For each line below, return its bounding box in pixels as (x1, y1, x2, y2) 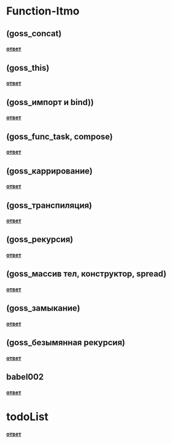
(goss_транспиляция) (6, 200, 92, 210)
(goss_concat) (6, 28, 62, 39)
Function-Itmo (6, 4, 80, 18)
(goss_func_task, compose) (6, 131, 113, 141)
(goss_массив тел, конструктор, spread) (6, 269, 167, 279)
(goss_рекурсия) (6, 234, 74, 245)
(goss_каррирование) (6, 166, 93, 176)
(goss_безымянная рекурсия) (6, 337, 126, 348)
